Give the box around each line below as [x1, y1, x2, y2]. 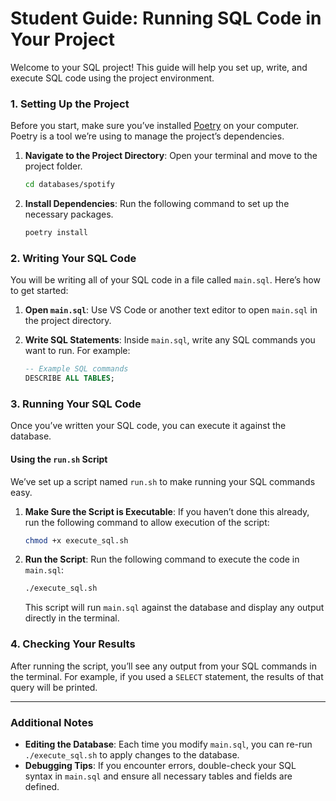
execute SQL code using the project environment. [10, 72, 215, 84]
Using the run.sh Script [10, 453, 108, 465]
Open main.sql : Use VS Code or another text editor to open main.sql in [24, 304, 318, 316]
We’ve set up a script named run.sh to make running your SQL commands [10, 475, 316, 487]
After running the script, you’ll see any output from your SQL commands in [10, 660, 318, 672]
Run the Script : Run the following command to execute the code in [24, 553, 300, 566]
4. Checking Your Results [10, 637, 136, 651]
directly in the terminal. [24, 612, 120, 624]
